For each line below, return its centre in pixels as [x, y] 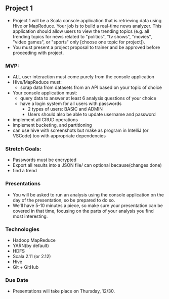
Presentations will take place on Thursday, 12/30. [64, 291]
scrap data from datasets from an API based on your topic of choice [91, 87]
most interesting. [30, 216]
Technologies [22, 229]
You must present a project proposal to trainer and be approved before [86, 47]
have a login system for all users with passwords [71, 104]
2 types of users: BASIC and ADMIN [65, 109]
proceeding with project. [38, 53]
